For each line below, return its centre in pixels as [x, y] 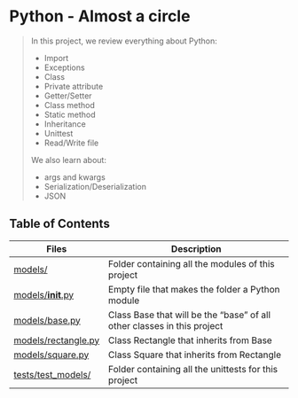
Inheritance [65, 124]
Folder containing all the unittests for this [192, 369]
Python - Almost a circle [100, 16]
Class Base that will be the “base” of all [189, 315]
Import [56, 58]
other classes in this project [165, 325]
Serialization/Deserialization [95, 186]
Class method [70, 105]
